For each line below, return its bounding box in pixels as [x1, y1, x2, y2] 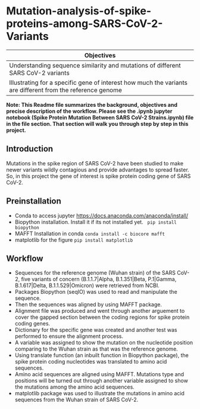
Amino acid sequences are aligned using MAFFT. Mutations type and [14, 371, 185, 378]
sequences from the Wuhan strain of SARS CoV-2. [14, 396, 139, 404]
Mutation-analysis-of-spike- [6, 4, 152, 18]
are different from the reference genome [9, 85, 122, 94]
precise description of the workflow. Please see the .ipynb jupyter [6, 107, 173, 115]
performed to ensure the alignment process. [14, 333, 124, 340]
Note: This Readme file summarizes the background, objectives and [6, 101, 177, 108]
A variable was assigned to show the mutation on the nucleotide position [14, 339, 193, 346]
